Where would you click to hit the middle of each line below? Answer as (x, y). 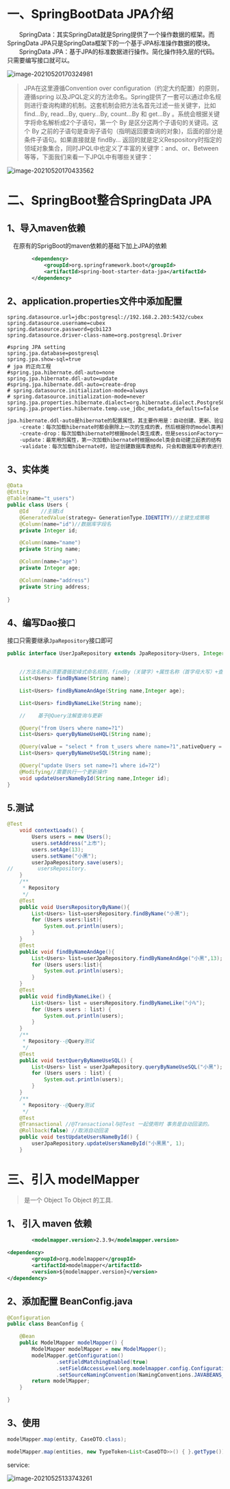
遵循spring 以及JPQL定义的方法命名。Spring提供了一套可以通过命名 (119, 96)
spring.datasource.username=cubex (56, 324)
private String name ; (50, 549)
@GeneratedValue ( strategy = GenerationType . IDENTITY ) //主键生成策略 (115, 517)
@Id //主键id (41, 511)
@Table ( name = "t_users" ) (41, 499)
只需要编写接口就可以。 (40, 60)
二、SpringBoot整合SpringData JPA (110, 201)
